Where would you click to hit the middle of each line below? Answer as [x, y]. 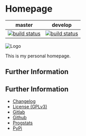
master [24, 25]
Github [19, 118]
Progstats [23, 123]
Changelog [24, 101]
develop [62, 25]
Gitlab [19, 112]
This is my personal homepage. [38, 56]
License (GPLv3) [30, 107]
